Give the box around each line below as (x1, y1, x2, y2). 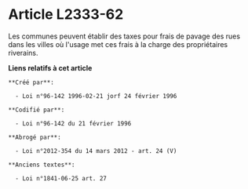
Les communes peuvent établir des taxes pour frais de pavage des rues (8, 31, 241, 41)
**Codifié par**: (8, 106, 65, 114)
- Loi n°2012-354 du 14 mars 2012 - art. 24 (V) (15, 147, 177, 154)
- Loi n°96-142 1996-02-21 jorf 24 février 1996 (15, 92, 177, 100)
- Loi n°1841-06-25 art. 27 (15, 174, 108, 182)
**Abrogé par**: (8, 133, 61, 141)
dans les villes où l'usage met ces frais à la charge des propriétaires (8, 39, 228, 49)
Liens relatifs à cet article (8, 63, 93, 72)
